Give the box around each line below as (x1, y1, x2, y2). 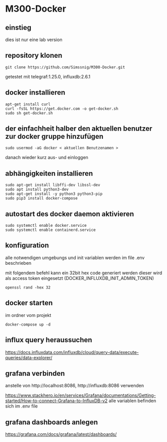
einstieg (5, 23, 32, 32)
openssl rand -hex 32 (5, 285, 51, 290)
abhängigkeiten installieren (5, 169, 93, 178)
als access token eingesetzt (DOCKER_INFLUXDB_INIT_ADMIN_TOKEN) (5, 275, 154, 281)
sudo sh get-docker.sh (5, 110, 53, 115)
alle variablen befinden (108, 398, 156, 404)
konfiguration (5, 241, 49, 250)
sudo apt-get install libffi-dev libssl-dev (5, 183, 100, 188)
